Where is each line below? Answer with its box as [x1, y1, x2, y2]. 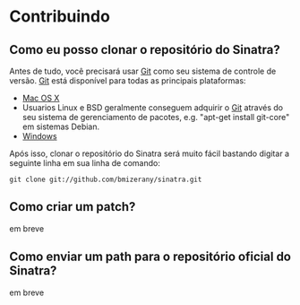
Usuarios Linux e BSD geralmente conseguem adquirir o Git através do [21, 102, 284, 113]
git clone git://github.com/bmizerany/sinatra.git [9, 175, 202, 184]
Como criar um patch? [9, 199, 136, 214]
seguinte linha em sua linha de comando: [9, 158, 161, 168]
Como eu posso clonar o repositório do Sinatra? [9, 42, 280, 57]
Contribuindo [9, 6, 110, 27]
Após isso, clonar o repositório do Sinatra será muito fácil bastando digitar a [9, 148, 289, 159]
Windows [21, 131, 57, 141]
